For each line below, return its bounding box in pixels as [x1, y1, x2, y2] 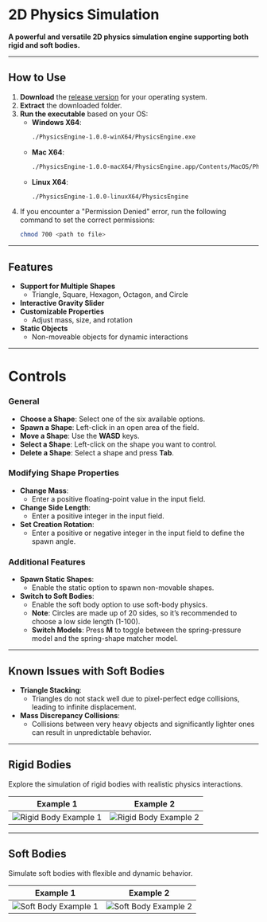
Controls [8, 368, 67, 385]
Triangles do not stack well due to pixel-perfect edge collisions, [31, 693, 240, 703]
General [8, 396, 40, 407]
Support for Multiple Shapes [19, 281, 116, 291]
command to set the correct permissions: [19, 215, 155, 225]
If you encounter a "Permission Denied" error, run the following [19, 207, 226, 217]
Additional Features [8, 556, 86, 567]
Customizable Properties [19, 307, 105, 316]
